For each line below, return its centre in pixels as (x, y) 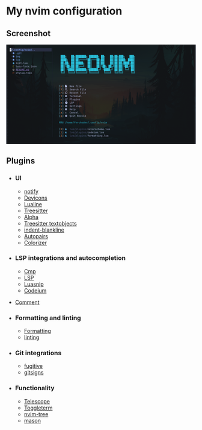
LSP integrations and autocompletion (70, 258)
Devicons (35, 198)
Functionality (35, 388)
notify (31, 191)
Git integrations (38, 353)
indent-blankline (44, 230)
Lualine (33, 204)
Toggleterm (38, 408)
